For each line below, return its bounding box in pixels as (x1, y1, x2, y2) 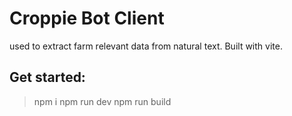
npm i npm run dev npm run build (33, 95, 172, 107)
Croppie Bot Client (9, 7, 165, 30)
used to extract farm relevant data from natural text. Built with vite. (9, 40, 283, 52)
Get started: (9, 69, 86, 86)
